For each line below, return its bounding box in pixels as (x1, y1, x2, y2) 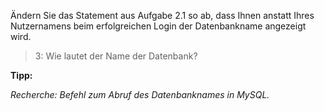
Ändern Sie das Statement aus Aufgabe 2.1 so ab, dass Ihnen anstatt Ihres (10, 10, 315, 21)
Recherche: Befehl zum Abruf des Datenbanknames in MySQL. (10, 89, 270, 100)
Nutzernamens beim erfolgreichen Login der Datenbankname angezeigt (10, 20, 307, 32)
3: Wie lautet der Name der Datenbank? (34, 50, 198, 62)
